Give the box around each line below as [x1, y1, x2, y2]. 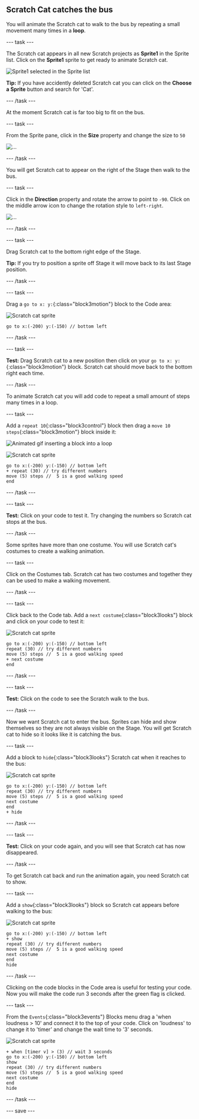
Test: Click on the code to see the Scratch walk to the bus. [6, 695, 149, 702]
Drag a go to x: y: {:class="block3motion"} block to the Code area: [6, 300, 172, 307]
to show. [6, 878, 27, 885]
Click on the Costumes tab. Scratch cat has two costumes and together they [6, 570, 192, 577]
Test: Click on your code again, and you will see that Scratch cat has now [6, 843, 185, 850]
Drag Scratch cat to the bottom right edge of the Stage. [6, 248, 141, 255]
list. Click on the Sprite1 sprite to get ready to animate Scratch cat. [6, 56, 168, 63]
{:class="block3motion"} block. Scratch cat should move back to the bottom [6, 363, 192, 370]
